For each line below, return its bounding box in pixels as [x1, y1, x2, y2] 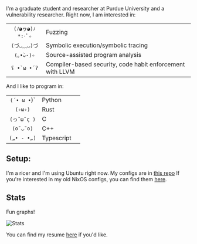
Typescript [42, 134, 72, 142]
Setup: [6, 154, 31, 164]
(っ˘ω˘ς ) [9, 116, 36, 123]
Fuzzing [46, 28, 68, 36]
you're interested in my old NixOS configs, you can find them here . [6, 175, 167, 182]
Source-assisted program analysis [46, 51, 142, 59]
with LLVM [46, 67, 75, 76]
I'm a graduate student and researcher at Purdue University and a [6, 5, 165, 12]
